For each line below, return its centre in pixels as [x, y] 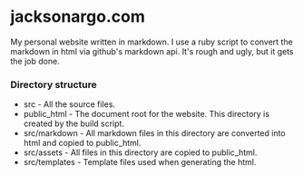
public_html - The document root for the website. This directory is [147, 114]
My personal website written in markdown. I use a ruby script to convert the [151, 42]
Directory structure [54, 84]
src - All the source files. [69, 104]
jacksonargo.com [78, 17]
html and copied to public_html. [82, 143]
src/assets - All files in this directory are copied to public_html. [140, 152]
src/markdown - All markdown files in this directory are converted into [154, 133]
